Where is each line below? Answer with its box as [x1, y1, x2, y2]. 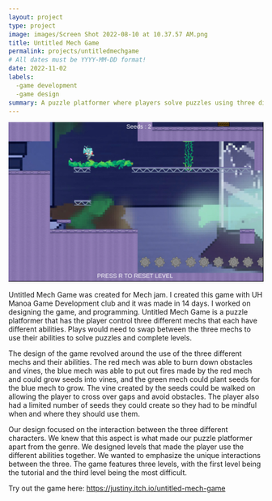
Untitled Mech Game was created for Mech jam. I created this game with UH [8, 289, 263, 299]
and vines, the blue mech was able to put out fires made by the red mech [8, 366, 253, 375]
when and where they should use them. [8, 409, 140, 418]
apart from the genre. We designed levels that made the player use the [8, 442, 244, 452]
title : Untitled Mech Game [8, 39, 100, 47]
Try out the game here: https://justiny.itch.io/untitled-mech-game [8, 483, 226, 493]
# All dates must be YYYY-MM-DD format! [8, 56, 147, 64]
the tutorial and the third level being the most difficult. [8, 467, 188, 477]
